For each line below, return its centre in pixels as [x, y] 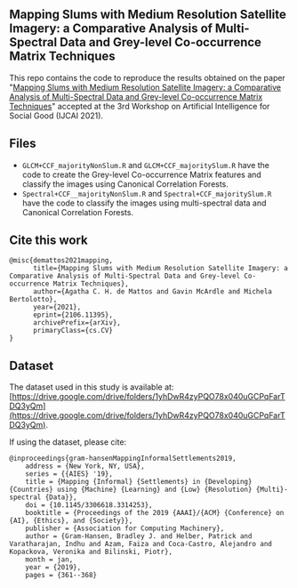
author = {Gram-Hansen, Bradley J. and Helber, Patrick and [139, 536]
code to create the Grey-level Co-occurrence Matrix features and [142, 174]
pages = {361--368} [61, 576]
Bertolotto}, [33, 300]
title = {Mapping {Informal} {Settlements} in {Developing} [139, 482]
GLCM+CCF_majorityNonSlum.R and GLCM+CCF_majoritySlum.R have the [145, 165]
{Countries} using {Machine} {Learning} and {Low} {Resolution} [131, 490]
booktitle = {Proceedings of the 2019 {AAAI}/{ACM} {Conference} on [155, 513]
